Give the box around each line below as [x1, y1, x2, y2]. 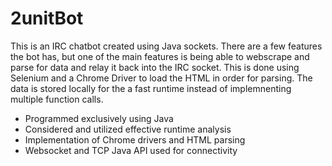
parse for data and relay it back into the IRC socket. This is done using [10, 61, 300, 73]
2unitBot [10, 7, 84, 30]
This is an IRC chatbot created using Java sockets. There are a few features [10, 40, 323, 52]
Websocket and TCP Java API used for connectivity [24, 144, 238, 156]
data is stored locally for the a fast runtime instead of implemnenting [10, 82, 292, 94]
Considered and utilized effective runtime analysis [24, 123, 232, 135]
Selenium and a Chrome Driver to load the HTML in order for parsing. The [10, 72, 313, 84]
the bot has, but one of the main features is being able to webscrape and [10, 50, 310, 62]
